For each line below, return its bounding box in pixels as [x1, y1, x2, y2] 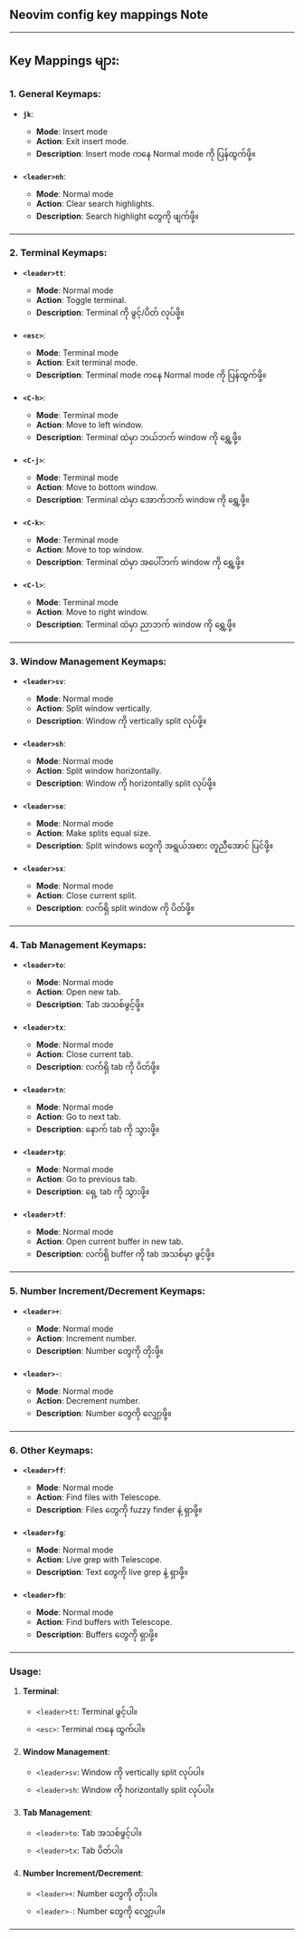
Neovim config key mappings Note [9, 7, 209, 23]
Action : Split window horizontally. [35, 766, 162, 777]
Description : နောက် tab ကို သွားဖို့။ [35, 1124, 160, 1135]
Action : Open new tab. [35, 986, 121, 997]
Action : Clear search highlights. [35, 198, 155, 209]
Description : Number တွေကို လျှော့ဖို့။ [35, 1407, 172, 1418]
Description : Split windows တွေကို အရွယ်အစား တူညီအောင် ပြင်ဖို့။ [35, 840, 274, 851]
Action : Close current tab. [35, 1049, 134, 1060]
